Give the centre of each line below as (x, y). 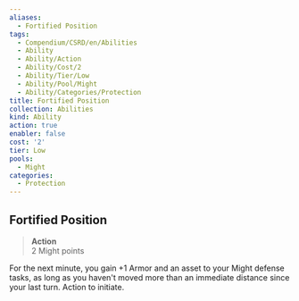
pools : (21, 159)
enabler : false (37, 134)
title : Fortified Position (59, 100)
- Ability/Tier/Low (54, 76)
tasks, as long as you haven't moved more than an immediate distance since (149, 277)
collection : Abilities (51, 109)
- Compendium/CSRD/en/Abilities (78, 42)
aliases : (25, 17)
